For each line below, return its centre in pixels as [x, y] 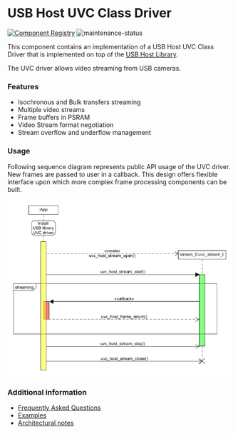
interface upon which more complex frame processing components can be [117, 182]
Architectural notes [46, 423]
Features [23, 86]
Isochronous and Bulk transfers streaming [79, 102]
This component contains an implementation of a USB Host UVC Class [111, 46]
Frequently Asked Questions [59, 408]
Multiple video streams [51, 110]
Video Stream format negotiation [66, 125]
